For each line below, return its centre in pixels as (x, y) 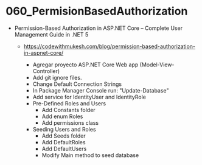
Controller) (46, 71)
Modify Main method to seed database (90, 155)
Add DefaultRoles (64, 142)
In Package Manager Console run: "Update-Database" (101, 90)
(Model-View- (157, 65)
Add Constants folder (68, 110)
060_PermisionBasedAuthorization (97, 11)
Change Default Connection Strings (77, 84)
